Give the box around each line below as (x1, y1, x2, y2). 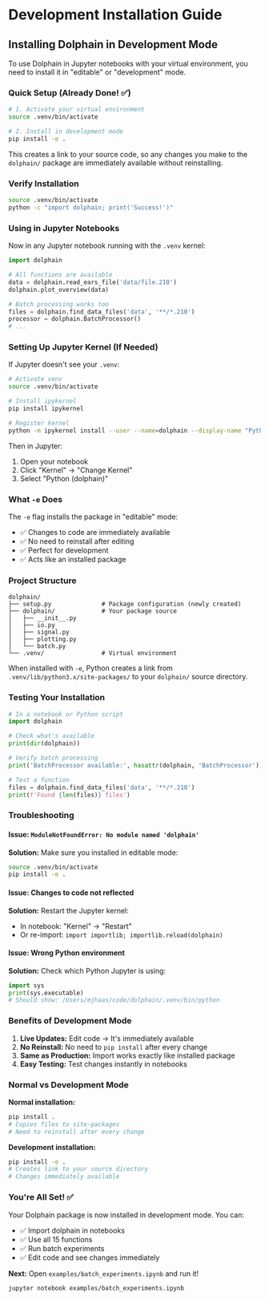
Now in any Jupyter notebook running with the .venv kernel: (8, 241, 206, 250)
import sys (8, 981, 45, 990)
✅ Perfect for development (19, 545, 109, 555)
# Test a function (8, 776, 70, 784)
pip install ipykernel (8, 405, 84, 413)
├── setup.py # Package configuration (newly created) (8, 600, 242, 609)
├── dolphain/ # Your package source (8, 607, 178, 615)
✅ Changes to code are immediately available (19, 527, 171, 537)
